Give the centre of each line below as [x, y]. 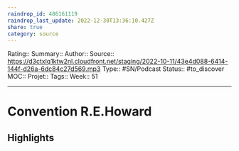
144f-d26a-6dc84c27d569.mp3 [54, 69]
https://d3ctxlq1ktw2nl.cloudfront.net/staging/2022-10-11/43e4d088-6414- [118, 62]
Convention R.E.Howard [80, 112]
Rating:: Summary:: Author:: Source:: [61, 54]
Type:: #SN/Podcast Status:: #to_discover [163, 69]
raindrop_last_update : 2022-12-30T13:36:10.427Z [81, 21]
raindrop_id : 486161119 [43, 14]
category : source [33, 34]
